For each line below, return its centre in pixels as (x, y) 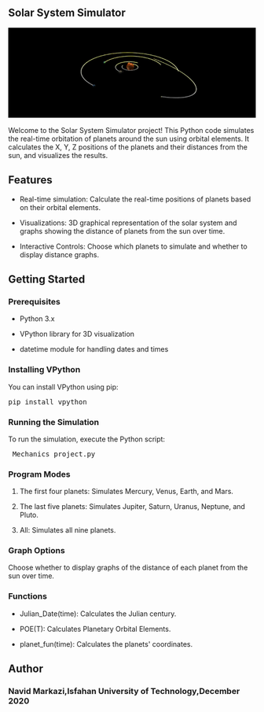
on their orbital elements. (60, 207)
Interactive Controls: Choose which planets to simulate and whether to (133, 246)
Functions (27, 596)
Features (30, 180)
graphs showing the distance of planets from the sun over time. (122, 231)
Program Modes (39, 474)
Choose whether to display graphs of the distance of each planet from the (128, 568)
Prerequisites (34, 301)
